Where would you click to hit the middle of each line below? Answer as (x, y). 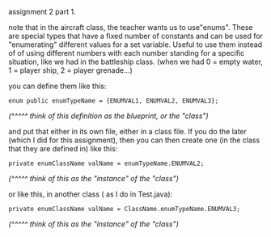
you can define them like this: (57, 86)
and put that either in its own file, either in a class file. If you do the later (128, 131)
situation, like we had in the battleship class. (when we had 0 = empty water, (135, 61)
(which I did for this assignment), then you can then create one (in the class (134, 140)
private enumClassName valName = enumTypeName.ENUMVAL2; (106, 163)
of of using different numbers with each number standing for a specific (127, 53)
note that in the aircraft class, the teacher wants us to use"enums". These (131, 27)
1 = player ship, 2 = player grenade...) (71, 70)
